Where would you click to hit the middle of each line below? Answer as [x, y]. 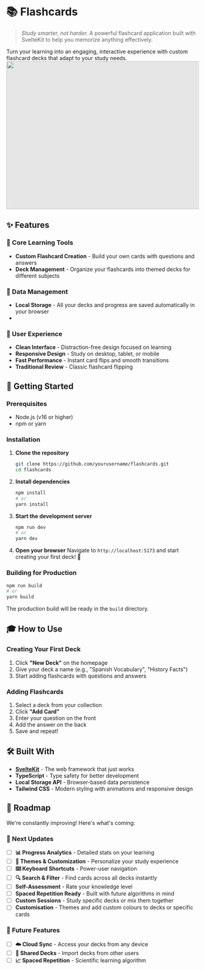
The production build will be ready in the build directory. [77, 609]
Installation [24, 439]
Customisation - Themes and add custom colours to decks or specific [104, 907]
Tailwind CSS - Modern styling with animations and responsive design [104, 788]
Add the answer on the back [51, 725]
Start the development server [54, 516]
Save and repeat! [37, 731]
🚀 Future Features [33, 930]
